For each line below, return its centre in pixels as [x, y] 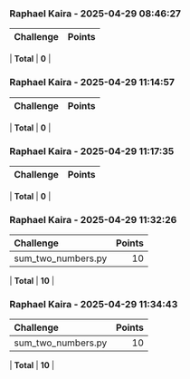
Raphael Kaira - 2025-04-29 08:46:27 [95, 14]
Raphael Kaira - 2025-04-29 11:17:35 [92, 151]
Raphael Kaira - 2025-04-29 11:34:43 [94, 305]
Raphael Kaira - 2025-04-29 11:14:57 [92, 83]
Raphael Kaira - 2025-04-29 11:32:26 [93, 219]
